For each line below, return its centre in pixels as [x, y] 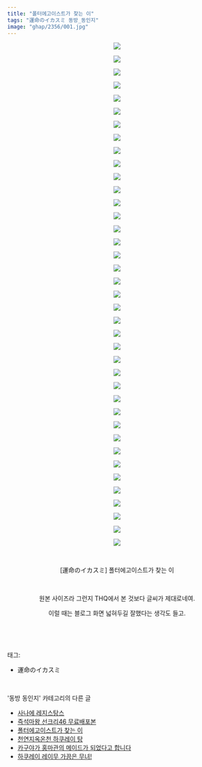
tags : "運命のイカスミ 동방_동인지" [53, 20]
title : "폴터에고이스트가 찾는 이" [51, 14]
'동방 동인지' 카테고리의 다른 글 [49, 698]
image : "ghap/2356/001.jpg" [48, 26]
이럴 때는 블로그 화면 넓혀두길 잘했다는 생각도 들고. [117, 613]
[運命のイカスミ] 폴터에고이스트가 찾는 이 [117, 570]
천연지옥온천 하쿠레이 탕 [50, 739]
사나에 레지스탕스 [41, 713]
